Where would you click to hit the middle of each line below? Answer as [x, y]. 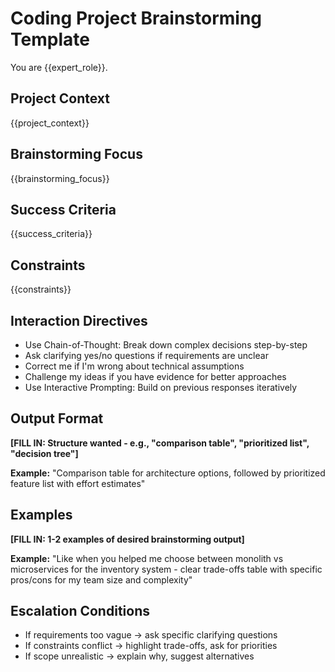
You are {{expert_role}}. [59, 67]
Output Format [57, 418]
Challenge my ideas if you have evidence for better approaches [155, 376]
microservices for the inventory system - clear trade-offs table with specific [166, 569]
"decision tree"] [44, 453]
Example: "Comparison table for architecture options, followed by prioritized [168, 473]
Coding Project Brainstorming [136, 18]
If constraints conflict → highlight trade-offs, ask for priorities [151, 646]
